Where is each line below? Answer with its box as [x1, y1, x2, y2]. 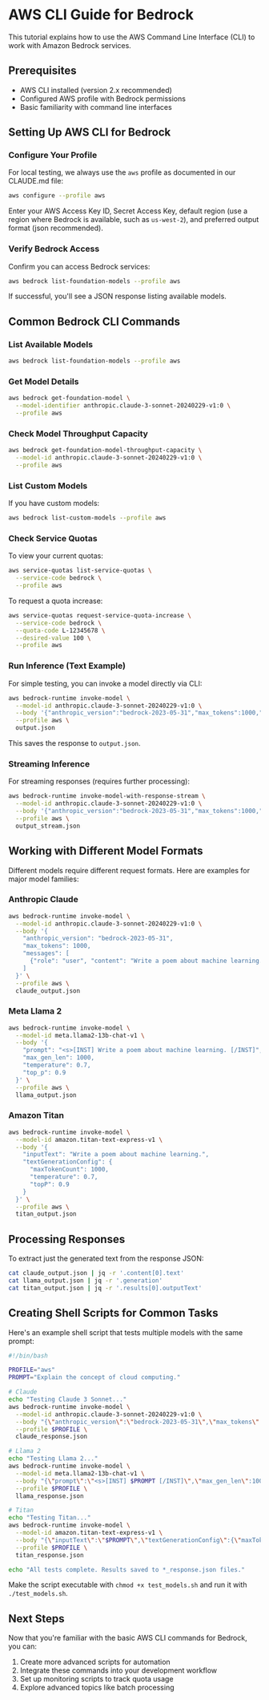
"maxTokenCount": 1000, [29, 1165, 110, 1174]
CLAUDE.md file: [8, 176, 64, 186]
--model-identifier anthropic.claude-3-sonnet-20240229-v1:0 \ [15, 402, 231, 410]
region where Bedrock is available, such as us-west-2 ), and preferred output [8, 215, 259, 225]
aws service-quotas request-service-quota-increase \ [8, 611, 192, 619]
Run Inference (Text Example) [8, 660, 126, 671]
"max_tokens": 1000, [22, 942, 91, 950]
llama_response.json [15, 1492, 84, 1500]
